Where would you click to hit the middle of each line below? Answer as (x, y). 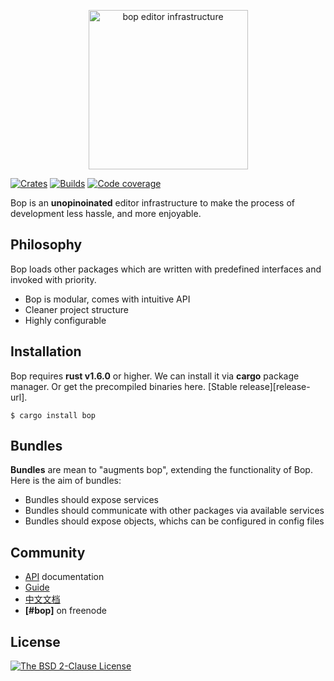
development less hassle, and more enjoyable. (106, 213)
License (35, 641)
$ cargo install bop (53, 415)
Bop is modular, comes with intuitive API (107, 299)
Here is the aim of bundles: (66, 481)
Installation (46, 351)
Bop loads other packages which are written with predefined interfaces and (166, 269)
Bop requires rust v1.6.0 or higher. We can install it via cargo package (155, 376)
